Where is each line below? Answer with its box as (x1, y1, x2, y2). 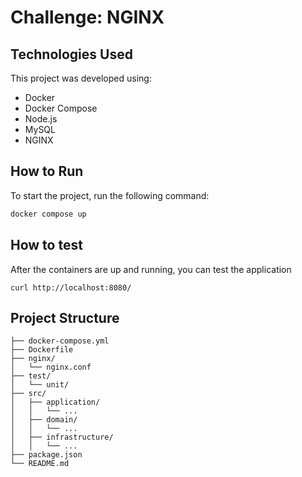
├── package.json (10, 450, 83, 460)
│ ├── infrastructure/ (10, 432, 114, 443)
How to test (10, 237, 83, 254)
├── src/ (10, 389, 47, 399)
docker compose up (10, 209, 87, 219)
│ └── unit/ (10, 380, 70, 390)
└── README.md (10, 459, 70, 469)
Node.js (24, 113, 58, 125)
